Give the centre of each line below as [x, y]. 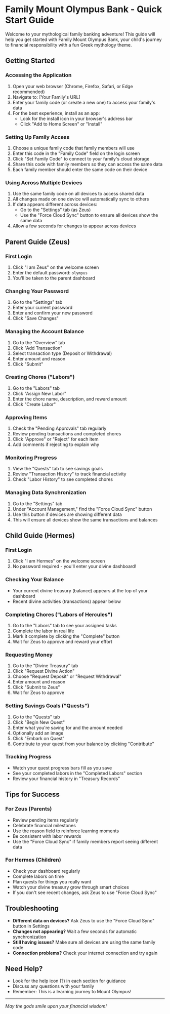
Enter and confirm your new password [52, 313]
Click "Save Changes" [36, 318]
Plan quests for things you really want [52, 881]
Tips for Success [32, 795]
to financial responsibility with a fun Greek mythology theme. [69, 45]
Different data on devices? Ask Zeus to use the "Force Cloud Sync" [83, 920]
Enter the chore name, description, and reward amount [70, 399]
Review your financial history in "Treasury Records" [66, 779]
